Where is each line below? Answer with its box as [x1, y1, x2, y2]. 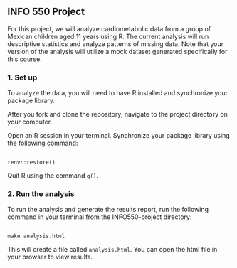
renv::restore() [7, 159, 56, 166]
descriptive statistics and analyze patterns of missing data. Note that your [7, 39, 224, 48]
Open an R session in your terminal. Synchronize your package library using [7, 132, 230, 140]
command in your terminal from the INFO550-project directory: [7, 213, 192, 221]
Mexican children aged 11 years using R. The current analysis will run [7, 32, 209, 41]
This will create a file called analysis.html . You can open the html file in [7, 245, 218, 254]
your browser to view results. [7, 252, 93, 262]
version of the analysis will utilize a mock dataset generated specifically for [7, 47, 228, 55]
